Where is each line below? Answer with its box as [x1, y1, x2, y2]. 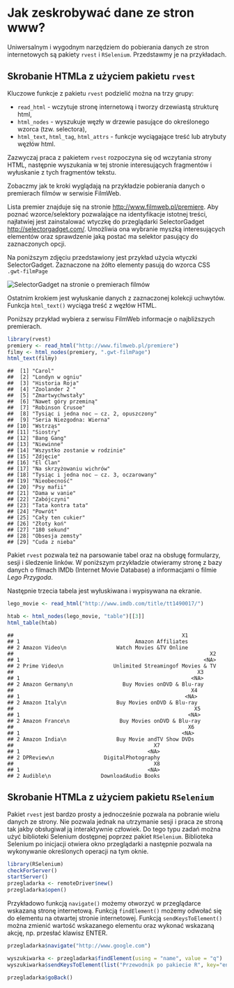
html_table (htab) [7, 619, 58, 626]
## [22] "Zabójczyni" [7, 496, 70, 503]
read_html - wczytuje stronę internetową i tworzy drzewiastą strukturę [17, 103, 219, 111]
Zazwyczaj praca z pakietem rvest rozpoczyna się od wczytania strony [7, 153, 212, 161]
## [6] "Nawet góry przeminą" [7, 398, 98, 406]
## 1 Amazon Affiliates [7, 637, 189, 645]
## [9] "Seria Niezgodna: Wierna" [7, 417, 111, 424]
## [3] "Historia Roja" [7, 380, 79, 387]
